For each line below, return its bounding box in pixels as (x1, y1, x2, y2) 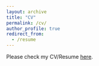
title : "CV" (6, 14, 36, 20)
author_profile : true (6, 25, 61, 32)
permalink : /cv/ (6, 20, 47, 26)
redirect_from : (6, 31, 44, 37)
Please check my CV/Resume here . (6, 53, 93, 60)
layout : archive (6, 8, 47, 15)
